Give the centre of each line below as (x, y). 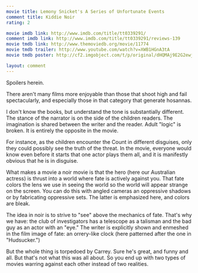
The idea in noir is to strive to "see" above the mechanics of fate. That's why (99, 215)
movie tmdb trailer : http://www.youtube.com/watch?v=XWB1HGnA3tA (88, 50)
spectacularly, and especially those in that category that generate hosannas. (99, 100)
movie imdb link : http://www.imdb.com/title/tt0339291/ (76, 33)
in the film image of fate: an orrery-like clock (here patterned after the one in (99, 233)
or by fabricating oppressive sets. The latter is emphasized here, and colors (98, 197)
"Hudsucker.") (23, 240)
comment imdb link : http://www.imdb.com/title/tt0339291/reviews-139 (93, 39)
